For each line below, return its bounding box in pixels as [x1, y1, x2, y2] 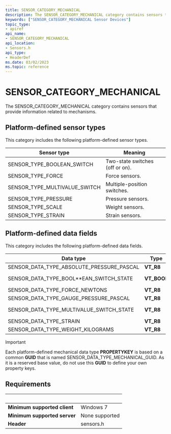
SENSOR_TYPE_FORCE [8, 172, 64, 179]
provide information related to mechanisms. [5, 109, 97, 115]
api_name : [5, 31, 26, 36]
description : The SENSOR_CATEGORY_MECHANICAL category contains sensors [5, 12, 163, 17]
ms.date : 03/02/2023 [5, 60, 49, 65]
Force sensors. [105, 172, 141, 179]
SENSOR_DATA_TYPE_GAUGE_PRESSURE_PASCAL [8, 294, 130, 301]
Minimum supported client [8, 403, 74, 411]
